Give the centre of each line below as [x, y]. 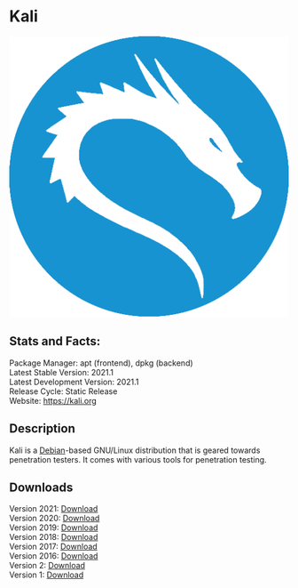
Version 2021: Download [54, 509]
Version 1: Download [47, 575]
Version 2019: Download [54, 528]
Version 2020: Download [55, 519]
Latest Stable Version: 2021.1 [61, 372]
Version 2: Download [47, 566]
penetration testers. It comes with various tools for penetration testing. [138, 459]
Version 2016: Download [54, 556]
